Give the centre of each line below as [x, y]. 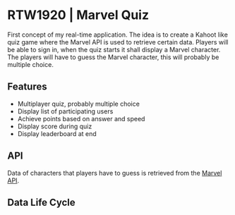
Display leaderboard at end [57, 133]
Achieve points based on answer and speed [81, 118]
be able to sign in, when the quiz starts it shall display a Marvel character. [114, 49]
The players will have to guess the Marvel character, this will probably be [113, 57]
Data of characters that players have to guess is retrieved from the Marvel [115, 173]
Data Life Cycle [41, 202]
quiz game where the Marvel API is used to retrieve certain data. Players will [118, 42]
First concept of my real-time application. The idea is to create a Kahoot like [117, 35]
